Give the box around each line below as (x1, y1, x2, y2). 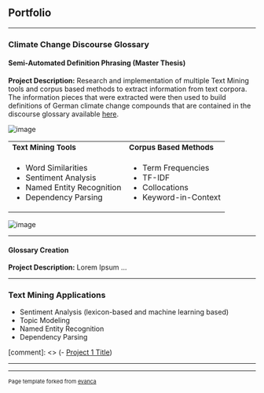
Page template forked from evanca (8, 377, 97, 386)
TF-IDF (142, 172, 170, 183)
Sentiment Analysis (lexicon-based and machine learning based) (19, 307, 229, 317)
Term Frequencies (142, 162, 210, 173)
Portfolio (8, 6, 52, 20)
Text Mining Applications (8, 290, 106, 301)
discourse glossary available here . (8, 109, 119, 119)
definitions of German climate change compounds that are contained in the (8, 101, 251, 110)
